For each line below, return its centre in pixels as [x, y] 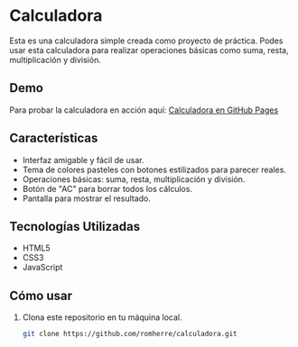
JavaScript [42, 268]
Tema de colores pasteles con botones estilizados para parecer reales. [154, 169]
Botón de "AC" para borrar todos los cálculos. [107, 188]
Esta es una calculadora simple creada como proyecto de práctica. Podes [146, 41]
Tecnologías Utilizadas [75, 226]
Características [54, 138]
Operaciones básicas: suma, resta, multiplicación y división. [134, 179]
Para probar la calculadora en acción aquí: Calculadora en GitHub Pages [144, 110]
